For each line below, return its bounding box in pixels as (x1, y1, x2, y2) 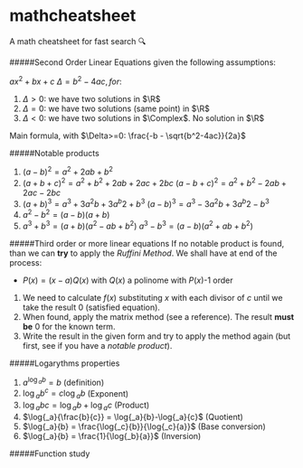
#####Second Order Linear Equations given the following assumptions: (9, 56, 276, 68)
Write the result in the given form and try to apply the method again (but (22, 331, 291, 342)
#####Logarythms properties (9, 358, 120, 369)
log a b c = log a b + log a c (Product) (22, 399, 150, 412)
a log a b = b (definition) (22, 375, 105, 388)
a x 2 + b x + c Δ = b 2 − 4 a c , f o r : (9, 74, 122, 87)
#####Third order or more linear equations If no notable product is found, (9, 238, 285, 248)
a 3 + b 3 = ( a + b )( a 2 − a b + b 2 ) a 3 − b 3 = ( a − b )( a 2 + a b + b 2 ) (22, 219, 253, 231)
